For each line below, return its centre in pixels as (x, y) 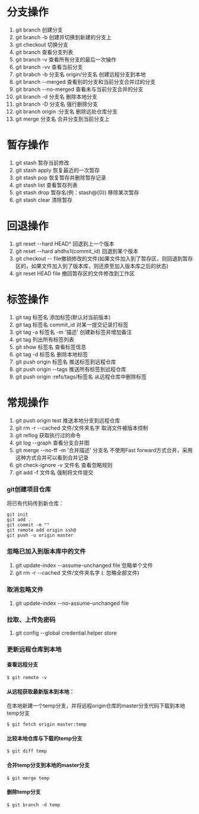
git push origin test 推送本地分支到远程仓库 (68, 420)
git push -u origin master (40, 535)
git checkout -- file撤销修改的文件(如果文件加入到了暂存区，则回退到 (99, 258)
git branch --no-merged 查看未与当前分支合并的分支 (79, 89)
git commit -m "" (28, 525)
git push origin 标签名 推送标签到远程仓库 (66, 362)
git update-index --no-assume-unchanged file (72, 603)
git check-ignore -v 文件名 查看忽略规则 (64, 465)
